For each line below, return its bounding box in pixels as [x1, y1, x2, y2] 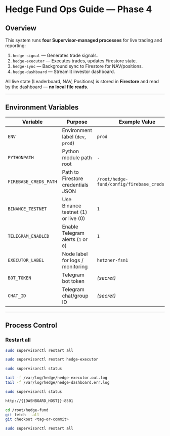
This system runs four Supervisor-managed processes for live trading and [5, 37, 162, 43]
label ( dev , [62, 133, 86, 140]
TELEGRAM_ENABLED [8, 233, 50, 239]
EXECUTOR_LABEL [8, 257, 45, 263]
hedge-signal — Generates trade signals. [12, 52, 98, 58]
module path [62, 154, 92, 161]
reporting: [5, 43, 26, 49]
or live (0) [62, 214, 86, 222]
